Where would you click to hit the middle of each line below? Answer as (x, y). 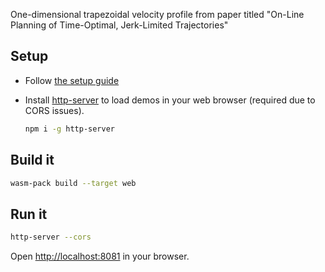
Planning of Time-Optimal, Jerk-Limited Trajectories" (119, 25)
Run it (29, 214)
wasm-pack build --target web (73, 183)
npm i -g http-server (69, 129)
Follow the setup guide (72, 80)
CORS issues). (54, 110)
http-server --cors (51, 237)
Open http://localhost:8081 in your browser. (100, 256)
